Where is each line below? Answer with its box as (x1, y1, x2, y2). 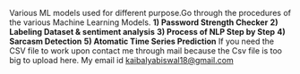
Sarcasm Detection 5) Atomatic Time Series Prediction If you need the (9, 36, 275, 46)
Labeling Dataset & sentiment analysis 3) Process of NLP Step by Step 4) (9, 27, 287, 37)
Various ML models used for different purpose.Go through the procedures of (9, 8, 291, 18)
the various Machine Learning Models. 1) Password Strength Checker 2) (9, 17, 279, 28)
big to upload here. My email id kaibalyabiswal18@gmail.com (9, 55, 235, 65)
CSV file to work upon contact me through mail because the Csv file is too (9, 45, 282, 56)
